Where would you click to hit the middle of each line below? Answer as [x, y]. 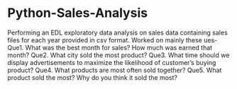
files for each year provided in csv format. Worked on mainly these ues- [112, 40]
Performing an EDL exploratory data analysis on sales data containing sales [118, 32]
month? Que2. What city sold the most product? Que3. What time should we [118, 55]
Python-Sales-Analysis [77, 13]
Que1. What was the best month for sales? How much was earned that [110, 47]
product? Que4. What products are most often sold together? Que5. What [115, 70]
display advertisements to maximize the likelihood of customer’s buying [112, 62]
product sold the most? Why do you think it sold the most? [92, 77]
